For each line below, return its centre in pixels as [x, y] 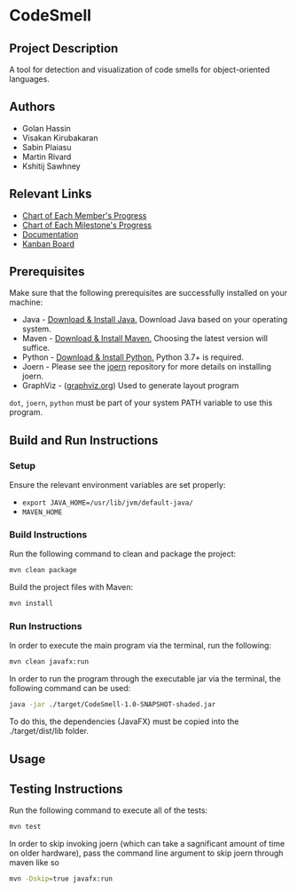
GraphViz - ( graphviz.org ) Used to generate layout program [130, 386]
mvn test [25, 827]
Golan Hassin [46, 128]
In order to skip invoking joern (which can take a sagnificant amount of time [147, 844]
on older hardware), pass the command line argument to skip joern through [146, 853]
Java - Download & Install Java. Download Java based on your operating [155, 320]
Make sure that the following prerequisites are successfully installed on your [148, 293]
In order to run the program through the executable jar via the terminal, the [145, 679]
